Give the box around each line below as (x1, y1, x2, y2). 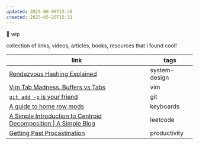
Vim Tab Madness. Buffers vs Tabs (9, 83, 105, 91)
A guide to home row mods (9, 102, 84, 110)
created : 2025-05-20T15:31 (6, 14, 73, 20)
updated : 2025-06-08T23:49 (6, 8, 73, 15)
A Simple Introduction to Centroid (9, 112, 102, 120)
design (150, 73, 169, 82)
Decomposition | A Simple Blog (9, 119, 95, 127)
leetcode (150, 115, 175, 124)
